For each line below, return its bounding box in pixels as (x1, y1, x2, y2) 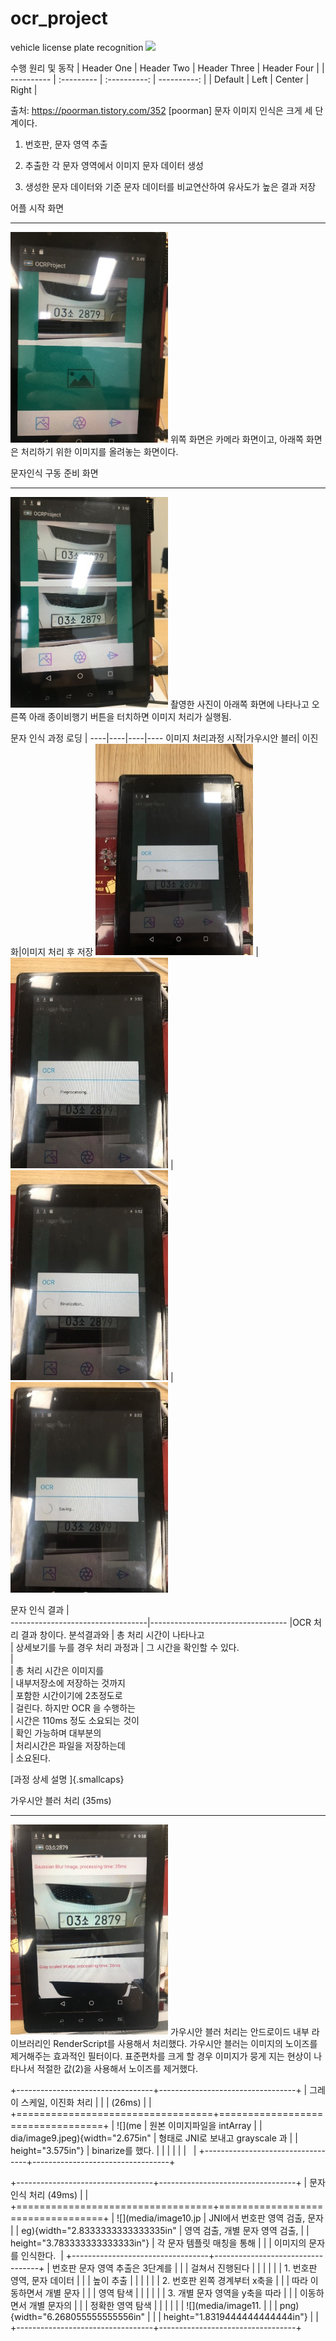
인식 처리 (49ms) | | (10, 2189, 89, 2201)
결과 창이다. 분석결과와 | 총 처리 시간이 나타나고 (20, 1628, 205, 1641)
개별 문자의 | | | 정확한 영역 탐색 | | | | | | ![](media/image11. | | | (28, 2300, 278, 2312)
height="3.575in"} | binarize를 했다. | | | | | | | (10, 2145, 197, 2157)
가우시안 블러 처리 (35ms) (10, 1794, 112, 1806)
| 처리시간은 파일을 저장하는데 (10, 1739, 126, 1751)
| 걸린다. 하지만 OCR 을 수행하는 (10, 1702, 136, 1714)
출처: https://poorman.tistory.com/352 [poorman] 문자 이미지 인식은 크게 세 (10, 104, 313, 116)
